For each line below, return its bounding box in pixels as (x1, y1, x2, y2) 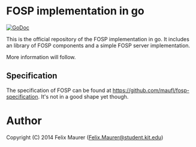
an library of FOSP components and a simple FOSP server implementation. (6, 42, 191, 49)
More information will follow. (6, 53, 76, 60)
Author (6, 114, 42, 127)
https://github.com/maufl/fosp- (112, 87, 190, 94)
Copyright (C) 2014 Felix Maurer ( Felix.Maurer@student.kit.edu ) (6, 133, 164, 141)
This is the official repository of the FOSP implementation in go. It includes (6, 35, 190, 42)
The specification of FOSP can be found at (6, 87, 111, 94)
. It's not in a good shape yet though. (38, 93, 129, 100)
